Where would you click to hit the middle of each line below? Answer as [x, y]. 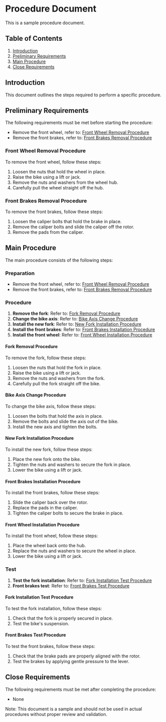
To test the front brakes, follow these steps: [50, 646]
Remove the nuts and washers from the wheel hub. [65, 182]
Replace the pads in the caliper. [45, 508]
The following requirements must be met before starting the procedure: [79, 123]
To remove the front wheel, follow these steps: [53, 162]
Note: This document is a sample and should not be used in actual [74, 709]
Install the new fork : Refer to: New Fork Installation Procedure [77, 324]
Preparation [20, 273]
